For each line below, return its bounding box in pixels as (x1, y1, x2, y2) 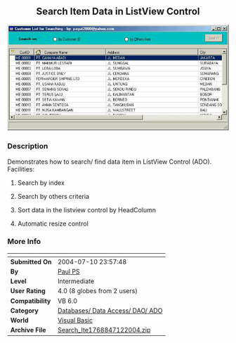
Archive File (10, 326, 46, 335)
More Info (7, 237, 41, 247)
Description (7, 141, 48, 151)
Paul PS (57, 267, 80, 276)
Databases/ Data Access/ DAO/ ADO (57, 306, 163, 315)
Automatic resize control (17, 219, 89, 228)
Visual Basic (57, 316, 93, 325)
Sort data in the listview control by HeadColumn (17, 205, 157, 214)
